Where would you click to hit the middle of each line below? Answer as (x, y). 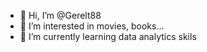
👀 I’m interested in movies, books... (92, 26)
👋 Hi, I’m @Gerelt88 (60, 15)
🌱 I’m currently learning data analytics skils (108, 36)
